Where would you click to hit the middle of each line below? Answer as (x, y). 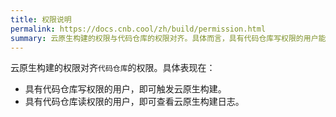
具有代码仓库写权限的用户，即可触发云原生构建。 (125, 89)
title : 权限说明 (41, 19)
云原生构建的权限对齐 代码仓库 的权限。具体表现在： (113, 68)
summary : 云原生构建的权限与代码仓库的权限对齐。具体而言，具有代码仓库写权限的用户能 (168, 38)
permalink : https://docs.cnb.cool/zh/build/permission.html (138, 29)
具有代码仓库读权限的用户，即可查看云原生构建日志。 (134, 102)
